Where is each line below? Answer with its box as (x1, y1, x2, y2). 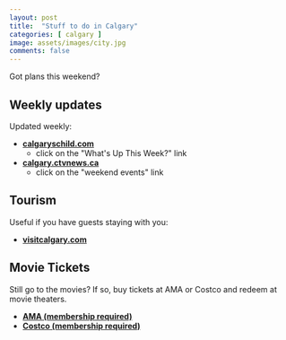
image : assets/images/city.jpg (9, 38, 126, 48)
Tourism (9, 193, 56, 208)
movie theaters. (9, 293, 67, 304)
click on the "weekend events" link (35, 167, 164, 178)
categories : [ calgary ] (9, 30, 102, 39)
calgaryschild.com (22, 138, 94, 149)
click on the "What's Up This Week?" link (35, 147, 187, 158)
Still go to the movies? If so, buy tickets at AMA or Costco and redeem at (9, 283, 278, 294)
